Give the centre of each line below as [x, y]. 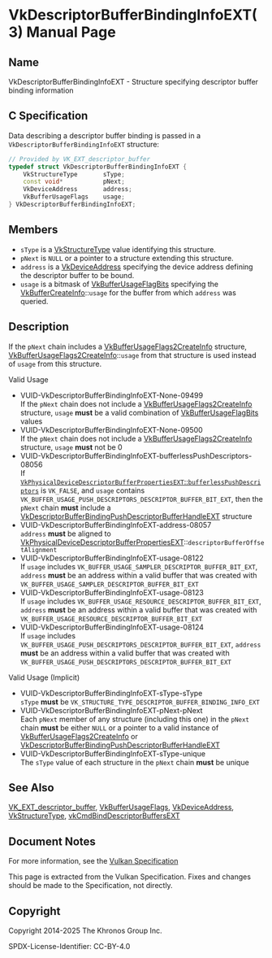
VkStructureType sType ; [74, 174]
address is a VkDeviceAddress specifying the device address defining [136, 267]
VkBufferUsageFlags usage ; [74, 197]
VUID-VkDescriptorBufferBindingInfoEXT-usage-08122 [112, 558]
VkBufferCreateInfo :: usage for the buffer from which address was [128, 292]
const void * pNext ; [74, 182]
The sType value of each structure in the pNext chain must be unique [134, 762]
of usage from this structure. [55, 364]
